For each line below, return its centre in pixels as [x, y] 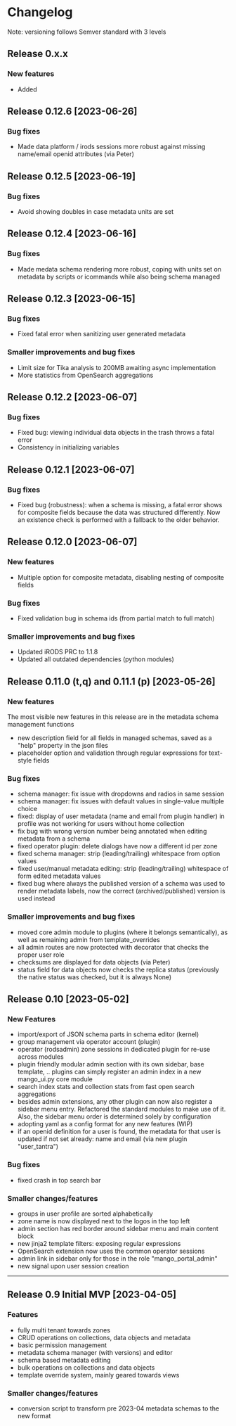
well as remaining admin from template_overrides [88, 939]
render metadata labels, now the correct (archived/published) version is [122, 891]
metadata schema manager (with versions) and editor [95, 1352]
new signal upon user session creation [73, 1266]
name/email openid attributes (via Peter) [76, 154]
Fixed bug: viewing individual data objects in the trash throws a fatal [116, 433]
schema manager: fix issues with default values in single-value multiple [121, 801]
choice [27, 809]
